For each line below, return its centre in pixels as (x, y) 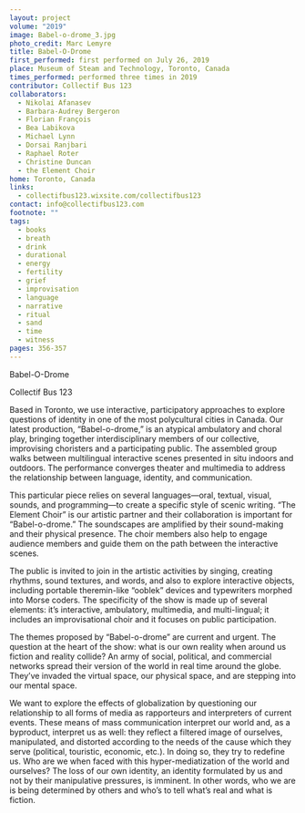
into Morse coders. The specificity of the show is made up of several (138, 600)
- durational (42, 255)
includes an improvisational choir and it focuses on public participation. (143, 619)
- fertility (41, 273)
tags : (20, 221)
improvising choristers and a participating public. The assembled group (143, 448)
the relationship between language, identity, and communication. (131, 477)
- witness (36, 340)
